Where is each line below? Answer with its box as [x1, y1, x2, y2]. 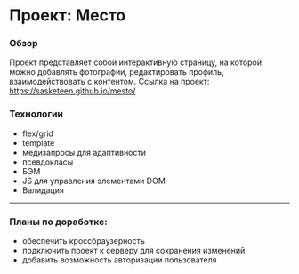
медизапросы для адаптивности [21, 147, 147, 157]
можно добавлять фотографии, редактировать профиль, [9, 67, 224, 77]
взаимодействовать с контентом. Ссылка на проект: [9, 77, 210, 87]
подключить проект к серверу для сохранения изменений [21, 246, 246, 256]
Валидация [21, 184, 64, 196]
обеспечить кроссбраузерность [21, 236, 145, 246]
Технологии [9, 108, 64, 120]
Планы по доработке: [9, 215, 109, 228]
